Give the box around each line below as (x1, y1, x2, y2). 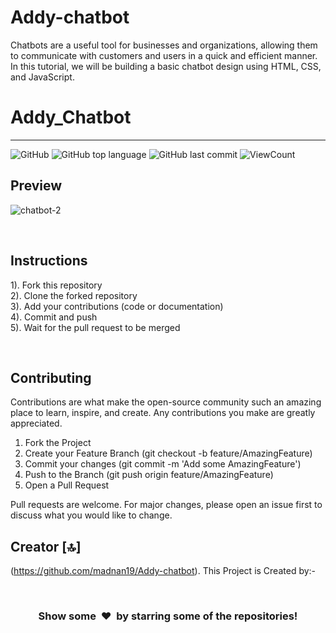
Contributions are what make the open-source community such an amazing (10, 396, 322, 408)
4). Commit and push (10, 311, 98, 323)
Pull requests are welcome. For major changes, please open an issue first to (10, 499, 323, 511)
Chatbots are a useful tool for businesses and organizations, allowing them (10, 39, 318, 51)
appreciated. (10, 417, 63, 430)
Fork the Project (24, 437, 92, 449)
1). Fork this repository (10, 279, 103, 291)
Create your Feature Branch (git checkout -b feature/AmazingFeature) (24, 447, 313, 460)
